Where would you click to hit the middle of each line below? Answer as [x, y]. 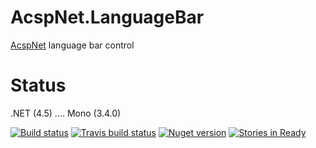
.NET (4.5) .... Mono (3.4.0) [66, 113]
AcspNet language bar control [72, 45]
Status [38, 85]
